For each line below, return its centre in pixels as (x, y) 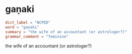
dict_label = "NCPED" (28, 22)
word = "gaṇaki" (22, 27)
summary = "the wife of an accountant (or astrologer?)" (66, 32)
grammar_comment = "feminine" (37, 36)
